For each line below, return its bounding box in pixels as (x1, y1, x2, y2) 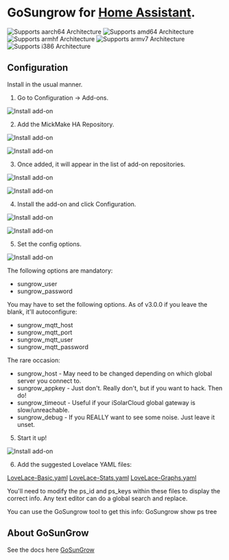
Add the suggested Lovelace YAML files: (16, 460, 132, 468)
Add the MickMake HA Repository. (16, 120, 114, 128)
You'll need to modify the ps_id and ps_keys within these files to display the (7, 487, 221, 495)
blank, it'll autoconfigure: (7, 307, 77, 316)
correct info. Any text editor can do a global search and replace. (7, 494, 188, 502)
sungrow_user (16, 279, 58, 288)
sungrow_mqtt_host (16, 320, 73, 329)
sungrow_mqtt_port (16, 328, 73, 336)
